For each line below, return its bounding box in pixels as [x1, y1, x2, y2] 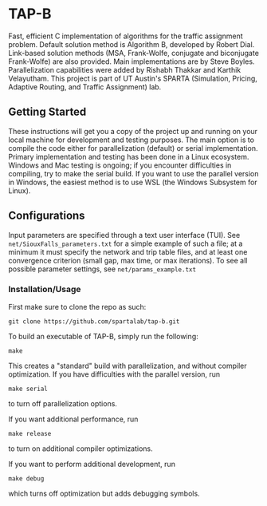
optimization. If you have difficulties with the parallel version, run [8, 369, 221, 379]
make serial [8, 385, 48, 393]
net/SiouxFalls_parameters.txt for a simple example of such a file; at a [8, 239, 243, 248]
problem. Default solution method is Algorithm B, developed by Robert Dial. [8, 39, 255, 49]
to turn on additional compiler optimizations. [8, 444, 153, 453]
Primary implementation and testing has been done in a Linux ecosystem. [8, 152, 249, 161]
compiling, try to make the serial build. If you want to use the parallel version [8, 168, 259, 178]
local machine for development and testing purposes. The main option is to [8, 135, 255, 144]
